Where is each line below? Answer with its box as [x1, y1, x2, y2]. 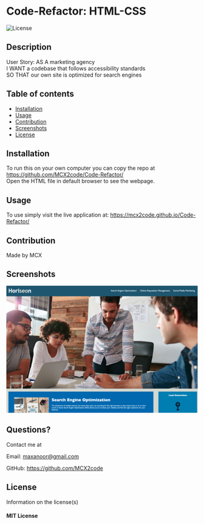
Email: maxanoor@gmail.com [6, 452, 79, 460]
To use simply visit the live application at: [6, 211, 109, 218]
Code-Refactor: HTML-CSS [6, 4, 147, 18]
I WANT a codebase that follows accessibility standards [6, 65, 146, 72]
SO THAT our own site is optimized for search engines [6, 71, 142, 79]
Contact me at [6, 441, 42, 448]
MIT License [6, 512, 38, 520]
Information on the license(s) [6, 498, 79, 506]
